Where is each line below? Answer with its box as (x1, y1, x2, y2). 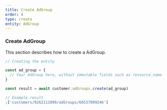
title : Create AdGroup (5, 7, 52, 12)
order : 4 (5, 12, 23, 17)
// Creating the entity (5, 58, 55, 64)
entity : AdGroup (5, 21, 39, 26)
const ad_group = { (5, 68, 46, 73)
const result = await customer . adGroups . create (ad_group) (5, 86, 128, 91)
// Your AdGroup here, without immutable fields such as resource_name (9, 72, 162, 77)
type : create (5, 16, 32, 21)
